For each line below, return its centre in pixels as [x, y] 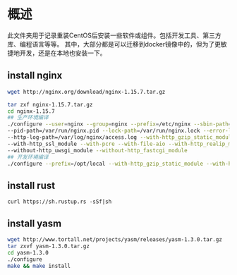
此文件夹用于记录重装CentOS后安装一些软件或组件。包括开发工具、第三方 [114, 35]
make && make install [39, 266]
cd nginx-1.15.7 [31, 111]
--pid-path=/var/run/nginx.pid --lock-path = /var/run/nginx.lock [104, 131]
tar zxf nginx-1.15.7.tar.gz [50, 104]
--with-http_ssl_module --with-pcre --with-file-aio [86, 144]
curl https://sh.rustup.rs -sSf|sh [60, 202]
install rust [31, 185]
